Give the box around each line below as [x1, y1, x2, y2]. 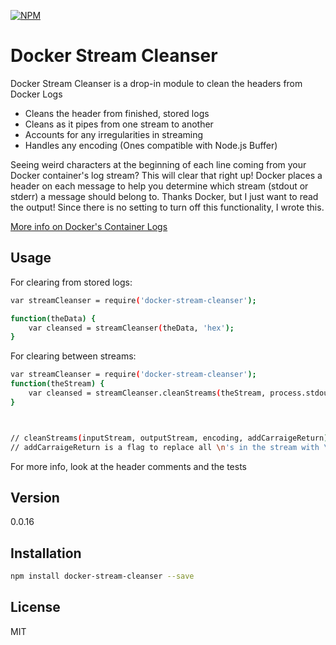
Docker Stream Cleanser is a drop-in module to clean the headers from [10, 77, 303, 89]
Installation [10, 545, 82, 562]
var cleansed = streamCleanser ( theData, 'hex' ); [28, 323, 235, 333]
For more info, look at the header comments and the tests [10, 460, 247, 472]
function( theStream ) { [10, 379, 105, 389]
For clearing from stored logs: [10, 276, 133, 288]
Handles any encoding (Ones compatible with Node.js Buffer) [24, 139, 278, 151]
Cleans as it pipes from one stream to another [24, 118, 214, 130]
